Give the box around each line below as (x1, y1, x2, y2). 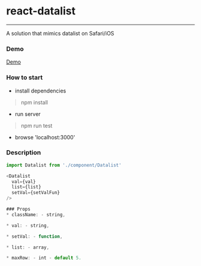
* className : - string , (6, 211, 66, 217)
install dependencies (14, 87, 66, 94)
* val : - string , (6, 222, 50, 229)
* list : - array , (6, 244, 50, 250)
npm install (20, 98, 48, 106)
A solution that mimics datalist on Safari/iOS (6, 29, 115, 37)
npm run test (20, 122, 53, 129)
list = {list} (11, 184, 42, 190)
